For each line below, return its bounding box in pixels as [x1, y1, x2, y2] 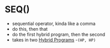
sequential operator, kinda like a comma [12, 20, 96, 27]
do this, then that [12, 26, 48, 32]
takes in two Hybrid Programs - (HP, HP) [12, 37, 96, 43]
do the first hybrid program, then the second [12, 31, 105, 37]
